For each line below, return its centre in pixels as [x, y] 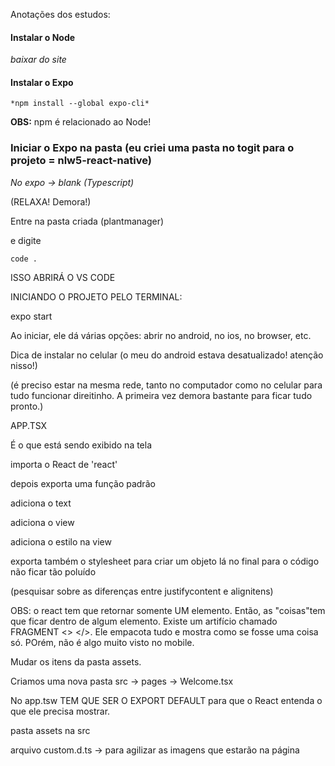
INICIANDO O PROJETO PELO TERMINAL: [96, 296]
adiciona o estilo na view [61, 541]
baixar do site [38, 60]
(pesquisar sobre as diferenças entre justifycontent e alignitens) [142, 591]
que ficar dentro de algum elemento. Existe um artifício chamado [144, 621]
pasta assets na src [50, 730]
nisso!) [24, 365]
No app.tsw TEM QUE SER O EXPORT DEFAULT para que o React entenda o [166, 700]
